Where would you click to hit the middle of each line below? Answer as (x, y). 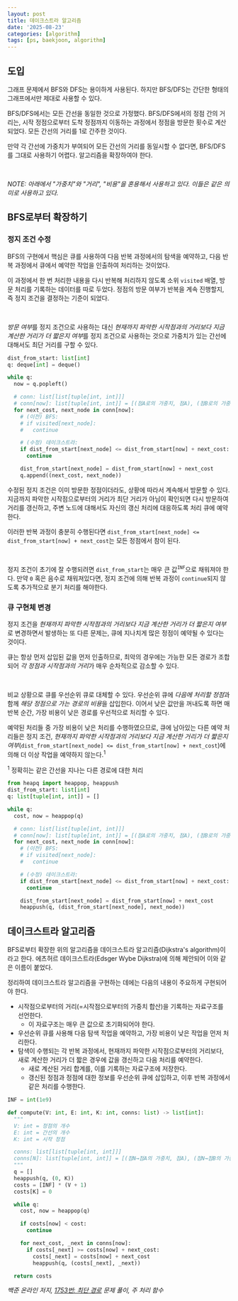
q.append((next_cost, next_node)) (71, 475)
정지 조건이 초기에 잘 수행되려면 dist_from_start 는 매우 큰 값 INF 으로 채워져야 (114, 569)
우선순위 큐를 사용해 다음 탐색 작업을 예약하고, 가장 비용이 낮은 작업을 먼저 (119, 1033)
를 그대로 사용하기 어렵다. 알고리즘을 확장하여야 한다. (80, 155)
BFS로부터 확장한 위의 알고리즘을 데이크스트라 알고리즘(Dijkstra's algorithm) (114, 950)
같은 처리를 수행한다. (57, 1086)
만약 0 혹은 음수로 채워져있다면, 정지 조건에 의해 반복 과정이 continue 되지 (118, 578)
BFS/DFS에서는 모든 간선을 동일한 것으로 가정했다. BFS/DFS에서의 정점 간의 (113, 113)
